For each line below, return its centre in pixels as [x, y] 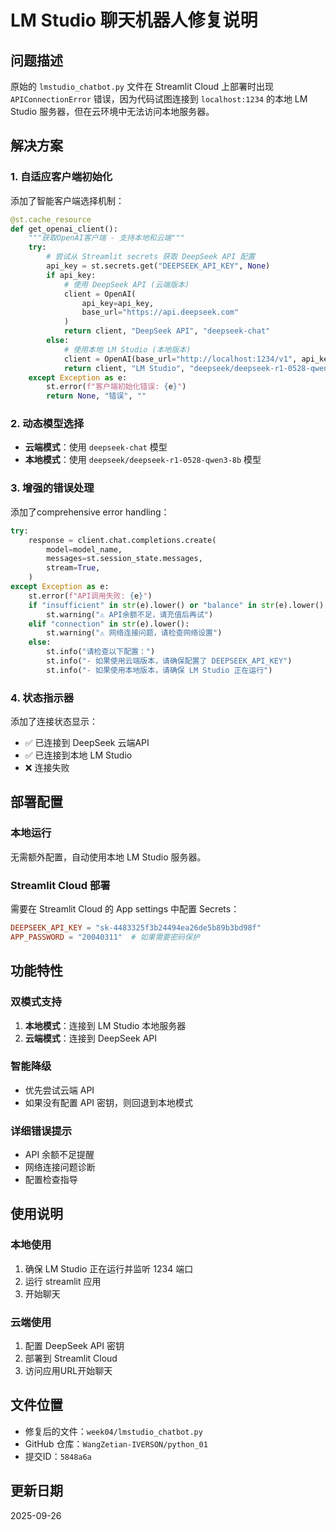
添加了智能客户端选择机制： [67, 200]
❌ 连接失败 [47, 768]
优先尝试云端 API [59, 1090]
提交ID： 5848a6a [58, 1456]
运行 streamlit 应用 [63, 1281]
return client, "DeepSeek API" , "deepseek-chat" [167, 331]
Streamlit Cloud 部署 [60, 885]
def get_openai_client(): [64, 229]
